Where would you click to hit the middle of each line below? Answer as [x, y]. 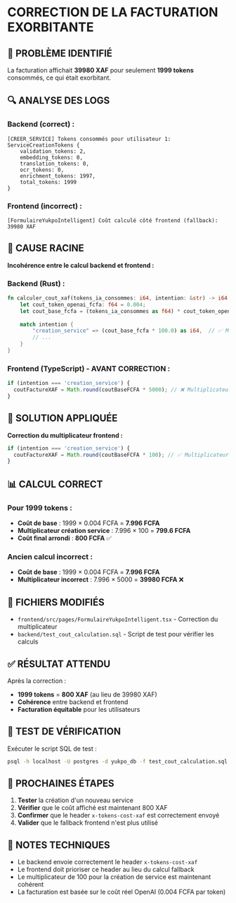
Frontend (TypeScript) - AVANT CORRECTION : [89, 369]
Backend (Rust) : [36, 283]
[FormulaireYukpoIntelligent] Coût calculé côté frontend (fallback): [113, 220]
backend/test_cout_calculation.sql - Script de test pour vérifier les [116, 634]
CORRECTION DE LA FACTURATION [113, 12]
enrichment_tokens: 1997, [58, 176]
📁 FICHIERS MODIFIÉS [56, 602]
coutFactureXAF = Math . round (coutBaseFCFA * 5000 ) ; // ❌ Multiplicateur [123, 390]
